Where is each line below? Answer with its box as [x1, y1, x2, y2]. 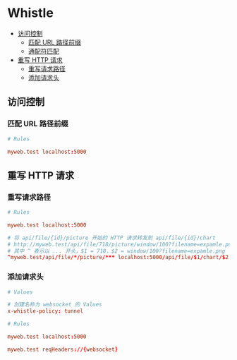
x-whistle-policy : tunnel [7, 308, 83, 315]
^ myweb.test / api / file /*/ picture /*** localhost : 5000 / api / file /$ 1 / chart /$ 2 [7, 254, 229, 261]
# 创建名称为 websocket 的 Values [7, 301, 102, 308]
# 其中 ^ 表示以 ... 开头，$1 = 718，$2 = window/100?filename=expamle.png [7, 247, 226, 255]
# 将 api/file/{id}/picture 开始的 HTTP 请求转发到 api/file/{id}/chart [7, 234, 217, 241]
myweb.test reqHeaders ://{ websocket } [7, 346, 119, 353]
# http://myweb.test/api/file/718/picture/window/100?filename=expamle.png [7, 241, 235, 248]
